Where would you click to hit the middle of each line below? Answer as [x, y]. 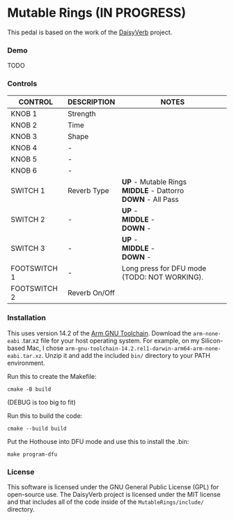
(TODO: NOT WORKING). [163, 277]
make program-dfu [32, 454]
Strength [81, 113]
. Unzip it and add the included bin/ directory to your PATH [126, 355]
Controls [22, 84]
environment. [26, 363]
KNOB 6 [24, 171]
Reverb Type [88, 190]
